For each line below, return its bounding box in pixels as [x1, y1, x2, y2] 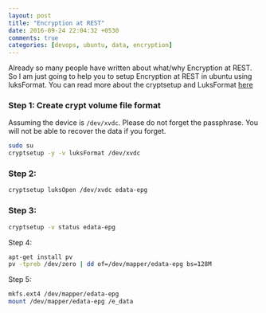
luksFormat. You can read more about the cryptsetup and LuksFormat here [8, 80, 253, 90]
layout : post [8, 11, 52, 20]
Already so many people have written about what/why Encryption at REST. [8, 63, 252, 72]
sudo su [8, 142, 34, 150]
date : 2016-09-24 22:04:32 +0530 [8, 26, 119, 34]
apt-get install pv [8, 252, 73, 261]
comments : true [8, 33, 59, 42]
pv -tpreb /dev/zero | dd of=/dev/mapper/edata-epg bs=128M [8, 260, 213, 268]
